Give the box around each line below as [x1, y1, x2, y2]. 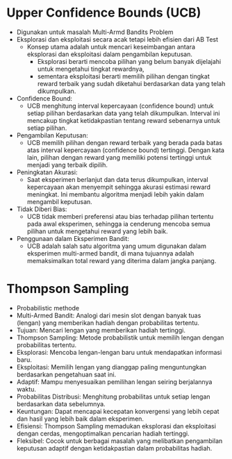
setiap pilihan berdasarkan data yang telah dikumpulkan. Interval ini [26, 109, 220, 117]
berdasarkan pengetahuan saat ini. [16, 370, 117, 378]
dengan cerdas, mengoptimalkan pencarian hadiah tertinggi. [16, 429, 190, 437]
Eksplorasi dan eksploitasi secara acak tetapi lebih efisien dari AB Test [16, 35, 219, 43]
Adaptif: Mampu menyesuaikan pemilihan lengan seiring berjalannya [16, 377, 213, 386]
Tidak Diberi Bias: [16, 205, 67, 213]
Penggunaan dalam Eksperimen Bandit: [16, 234, 130, 242]
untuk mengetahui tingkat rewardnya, [37, 65, 144, 73]
